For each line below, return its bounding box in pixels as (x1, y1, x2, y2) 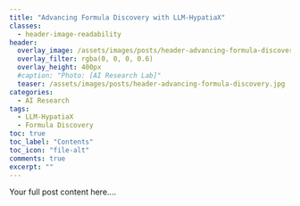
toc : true (9, 129, 46, 138)
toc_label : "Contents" (9, 137, 94, 146)
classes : (9, 21, 42, 30)
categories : (9, 87, 54, 96)
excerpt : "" (9, 162, 54, 171)
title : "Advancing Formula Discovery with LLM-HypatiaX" (9, 12, 226, 22)
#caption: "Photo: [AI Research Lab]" (17, 71, 162, 80)
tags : (9, 104, 29, 113)
